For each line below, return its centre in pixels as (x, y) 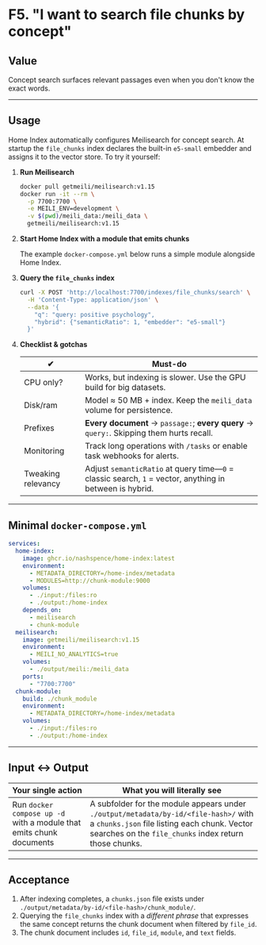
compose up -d (39, 813)
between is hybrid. (119, 488)
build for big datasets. (125, 388)
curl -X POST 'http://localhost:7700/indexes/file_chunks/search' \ (135, 293)
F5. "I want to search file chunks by (127, 15)
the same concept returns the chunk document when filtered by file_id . (138, 924)
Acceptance (39, 879)
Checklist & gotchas (53, 345)
